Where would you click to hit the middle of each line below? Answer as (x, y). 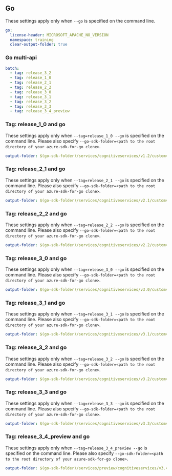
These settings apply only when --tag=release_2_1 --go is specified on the (85, 180)
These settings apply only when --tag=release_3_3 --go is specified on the (85, 403)
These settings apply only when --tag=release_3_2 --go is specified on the (85, 359)
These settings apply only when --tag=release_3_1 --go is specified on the (85, 314)
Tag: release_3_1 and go (35, 303)
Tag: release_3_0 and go (36, 258)
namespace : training (32, 40)
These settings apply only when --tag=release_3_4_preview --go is (76, 448)
